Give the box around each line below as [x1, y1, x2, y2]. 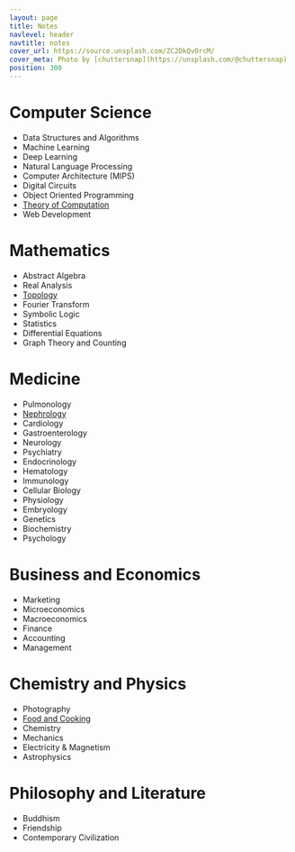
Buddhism [22, 812, 60, 823]
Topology [22, 289, 58, 300]
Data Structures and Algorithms [22, 132, 139, 142]
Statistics [22, 317, 58, 329]
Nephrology [22, 408, 67, 419]
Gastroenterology [22, 427, 88, 438]
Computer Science [9, 103, 152, 123]
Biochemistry [22, 523, 72, 534]
